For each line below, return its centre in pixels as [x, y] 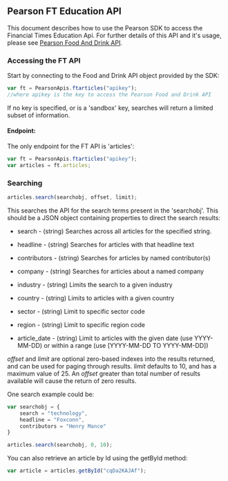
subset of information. [39, 115]
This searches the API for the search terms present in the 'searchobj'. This [113, 210]
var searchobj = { [34, 406]
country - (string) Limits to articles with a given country [96, 298]
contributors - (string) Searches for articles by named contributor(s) [114, 257]
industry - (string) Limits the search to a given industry [95, 284]
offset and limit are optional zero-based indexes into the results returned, [111, 359]
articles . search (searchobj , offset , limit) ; [72, 197]
